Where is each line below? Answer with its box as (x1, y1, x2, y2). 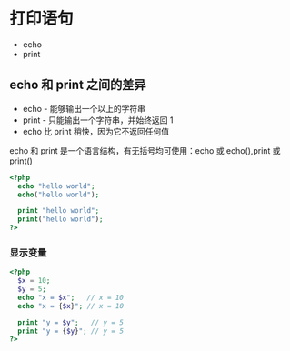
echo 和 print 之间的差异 (9, 77, 147, 93)
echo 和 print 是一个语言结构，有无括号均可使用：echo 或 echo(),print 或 (9, 145, 281, 155)
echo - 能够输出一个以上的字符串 (22, 103, 145, 114)
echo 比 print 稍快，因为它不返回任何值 (22, 125, 170, 136)
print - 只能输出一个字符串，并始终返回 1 (22, 115, 174, 125)
